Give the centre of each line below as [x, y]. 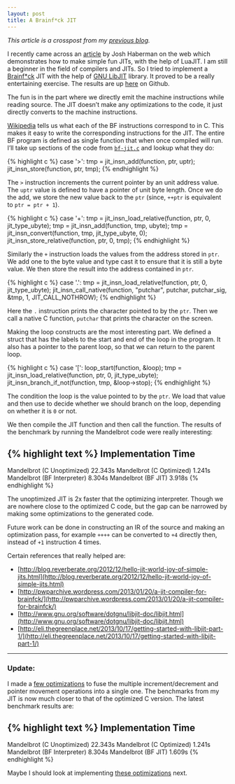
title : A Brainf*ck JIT [42, 20]
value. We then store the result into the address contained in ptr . [101, 269]
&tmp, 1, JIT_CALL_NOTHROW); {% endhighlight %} [82, 297]
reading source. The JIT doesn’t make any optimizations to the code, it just [115, 104]
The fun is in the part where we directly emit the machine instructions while [116, 97]
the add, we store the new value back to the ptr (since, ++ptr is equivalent [114, 197]
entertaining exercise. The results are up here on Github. [88, 83]
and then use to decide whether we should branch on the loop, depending [114, 404]
